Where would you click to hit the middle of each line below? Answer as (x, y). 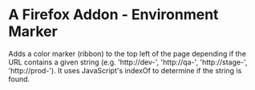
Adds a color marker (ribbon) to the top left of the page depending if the (127, 53)
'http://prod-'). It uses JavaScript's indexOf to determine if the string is (125, 70)
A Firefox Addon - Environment (113, 15)
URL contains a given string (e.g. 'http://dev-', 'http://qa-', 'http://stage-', (128, 62)
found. (19, 79)
